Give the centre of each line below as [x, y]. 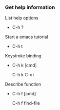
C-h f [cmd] [24, 94]
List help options [22, 18]
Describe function [23, 84]
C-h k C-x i [23, 75]
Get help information [30, 7]
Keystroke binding [23, 56]
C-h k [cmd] [24, 66]
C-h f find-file [26, 103]
